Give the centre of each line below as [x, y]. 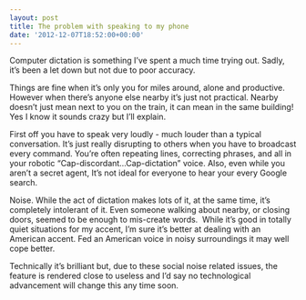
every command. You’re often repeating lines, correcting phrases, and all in [151, 154]
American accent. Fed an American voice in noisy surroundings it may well [149, 239]
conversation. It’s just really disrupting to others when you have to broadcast [153, 144]
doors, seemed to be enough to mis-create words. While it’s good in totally [150, 220]
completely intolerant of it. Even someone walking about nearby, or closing [150, 210]
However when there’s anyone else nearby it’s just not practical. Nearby [144, 97]
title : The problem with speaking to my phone [99, 26]
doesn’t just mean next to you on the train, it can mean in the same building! [152, 107]
